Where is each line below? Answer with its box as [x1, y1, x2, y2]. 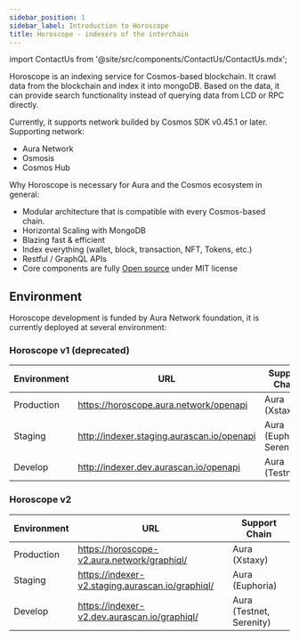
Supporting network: [9, 126, 85, 137]
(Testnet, [232, 604, 271, 617]
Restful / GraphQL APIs [21, 254, 107, 264]
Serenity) [232, 616, 271, 628]
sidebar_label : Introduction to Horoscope [9, 21, 169, 30]
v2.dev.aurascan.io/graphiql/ [77, 611, 198, 623]
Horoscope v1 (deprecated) [9, 344, 131, 357]
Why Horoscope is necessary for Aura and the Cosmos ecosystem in [9, 180, 263, 190]
